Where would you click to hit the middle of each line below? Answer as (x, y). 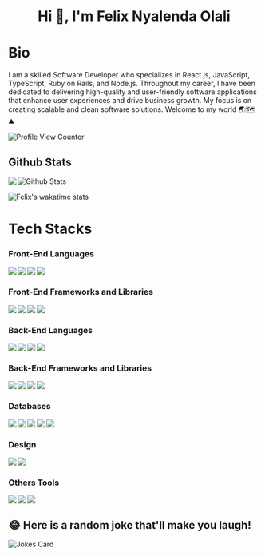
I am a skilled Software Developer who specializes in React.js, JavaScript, (129, 75)
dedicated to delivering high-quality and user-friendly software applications (132, 92)
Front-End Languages (51, 254)
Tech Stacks (50, 229)
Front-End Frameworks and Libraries (81, 292)
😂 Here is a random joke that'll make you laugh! (130, 525)
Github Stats (40, 162)
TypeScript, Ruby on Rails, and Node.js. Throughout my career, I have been (132, 84)
